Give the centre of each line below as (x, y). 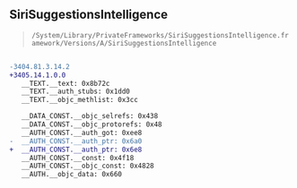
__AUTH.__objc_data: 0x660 (72, 175)
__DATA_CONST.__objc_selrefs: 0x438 (90, 116)
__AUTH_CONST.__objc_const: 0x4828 (87, 166)
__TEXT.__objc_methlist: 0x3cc (80, 100)
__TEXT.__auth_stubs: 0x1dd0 (75, 92)
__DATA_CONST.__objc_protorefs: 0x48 (92, 124)
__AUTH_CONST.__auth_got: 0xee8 (82, 132)
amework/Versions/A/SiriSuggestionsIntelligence (124, 43)
